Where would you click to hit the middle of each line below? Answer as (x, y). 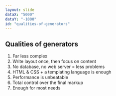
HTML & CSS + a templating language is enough (62, 72)
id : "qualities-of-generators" (38, 24)
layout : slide (20, 10)
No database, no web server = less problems (58, 67)
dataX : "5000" (20, 14)
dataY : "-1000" (21, 19)
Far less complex (30, 56)
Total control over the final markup (48, 82)
